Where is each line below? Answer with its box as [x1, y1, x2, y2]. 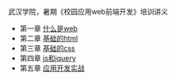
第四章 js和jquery [19, 54, 77, 63]
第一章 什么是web [19, 24, 78, 33]
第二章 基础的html [19, 34, 78, 43]
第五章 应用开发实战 [19, 63, 85, 73]
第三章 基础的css [19, 44, 75, 53]
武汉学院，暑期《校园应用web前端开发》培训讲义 [8, 7, 168, 16]
